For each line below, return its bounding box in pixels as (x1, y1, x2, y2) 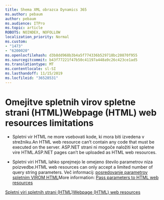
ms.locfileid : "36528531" (5, 75, 58, 80)
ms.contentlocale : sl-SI (5, 67, 56, 72)
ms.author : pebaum (5, 12, 43, 17)
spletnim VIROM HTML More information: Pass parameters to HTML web (12, 175, 159, 180)
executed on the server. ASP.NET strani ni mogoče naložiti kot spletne (12, 144, 154, 150)
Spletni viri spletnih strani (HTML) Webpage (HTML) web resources (5, 189, 141, 195)
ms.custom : (5, 39, 28, 44)
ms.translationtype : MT (5, 62, 54, 67)
